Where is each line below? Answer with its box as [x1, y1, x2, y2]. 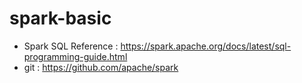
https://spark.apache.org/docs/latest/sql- [120, 40, 292, 52]
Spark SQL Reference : [23, 40, 119, 52]
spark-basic [9, 7, 112, 30]
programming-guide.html [23, 50, 128, 62]
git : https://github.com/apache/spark [23, 61, 179, 73]
